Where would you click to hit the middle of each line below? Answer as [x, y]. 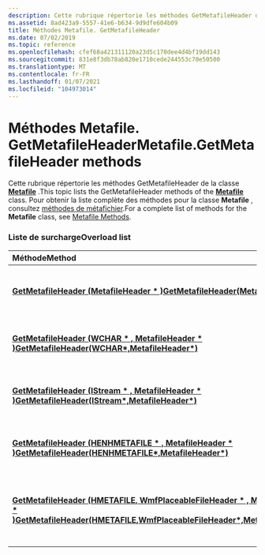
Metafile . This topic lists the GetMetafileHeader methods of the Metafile [126, 192]
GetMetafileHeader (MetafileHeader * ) [88, 291]
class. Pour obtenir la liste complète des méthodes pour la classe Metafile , [131, 200]
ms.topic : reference [42, 45]
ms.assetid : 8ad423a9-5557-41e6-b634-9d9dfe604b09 [93, 23]
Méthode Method [44, 257]
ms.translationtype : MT [47, 67]
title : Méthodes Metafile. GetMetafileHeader [84, 30]
